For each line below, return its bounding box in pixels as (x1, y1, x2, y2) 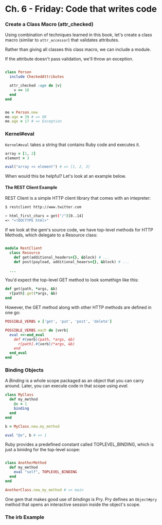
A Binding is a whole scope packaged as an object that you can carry (5, 378, 144, 384)
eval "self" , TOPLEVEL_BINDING (14, 470, 77, 475)
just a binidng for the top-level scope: (5, 447, 80, 453)
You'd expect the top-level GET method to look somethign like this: (5, 277, 139, 283)
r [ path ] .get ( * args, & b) (9, 291, 57, 296)
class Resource (9, 250, 40, 255)
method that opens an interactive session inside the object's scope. (5, 502, 141, 507)
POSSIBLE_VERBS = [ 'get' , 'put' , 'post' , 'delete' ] (5, 319, 112, 324)
